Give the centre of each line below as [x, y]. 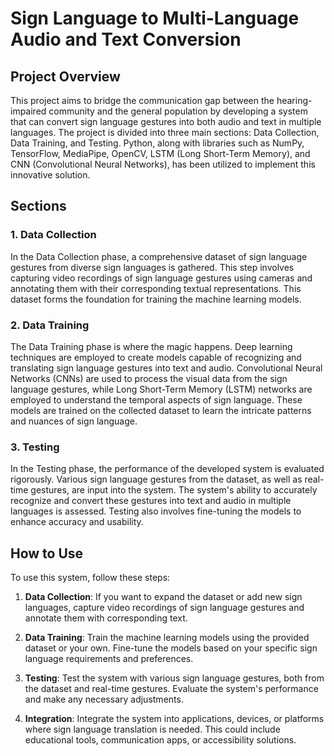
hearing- [294, 100]
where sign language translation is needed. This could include [152, 729]
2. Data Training [50, 325]
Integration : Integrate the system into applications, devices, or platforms [174, 719]
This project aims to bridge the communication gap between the [142, 100]
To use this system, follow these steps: [90, 578]
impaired [28, 111]
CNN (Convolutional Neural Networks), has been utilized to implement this [163, 164]
